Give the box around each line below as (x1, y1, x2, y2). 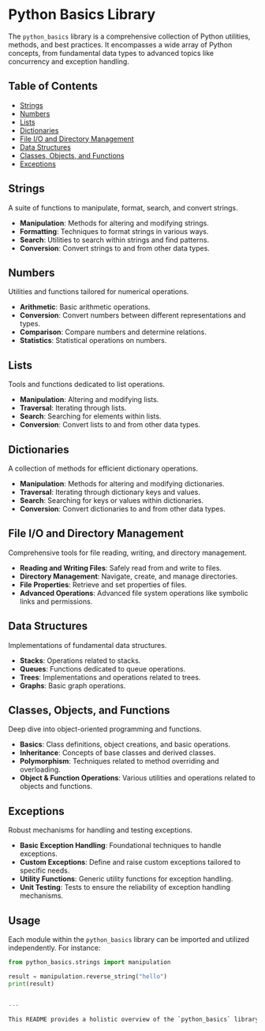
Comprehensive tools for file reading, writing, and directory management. (8, 548, 247, 557)
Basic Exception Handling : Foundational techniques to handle (19, 841, 222, 850)
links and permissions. (19, 597, 93, 606)
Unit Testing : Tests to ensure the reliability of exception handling (19, 883, 230, 892)
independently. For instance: (8, 944, 101, 953)
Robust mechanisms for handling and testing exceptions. (8, 825, 193, 835)
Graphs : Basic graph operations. (19, 680, 126, 690)
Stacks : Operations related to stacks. (19, 656, 141, 665)
